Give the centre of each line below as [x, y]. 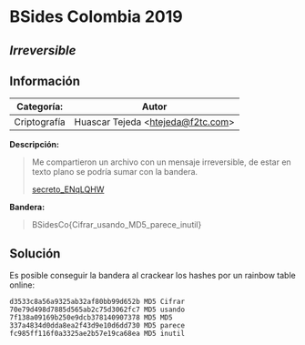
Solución [35, 254]
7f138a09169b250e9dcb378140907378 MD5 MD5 [91, 318]
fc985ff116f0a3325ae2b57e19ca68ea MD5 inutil [97, 334]
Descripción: [34, 145]
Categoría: [40, 107]
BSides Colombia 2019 [97, 17]
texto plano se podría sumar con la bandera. [115, 172]
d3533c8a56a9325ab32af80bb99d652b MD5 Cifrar [97, 302]
